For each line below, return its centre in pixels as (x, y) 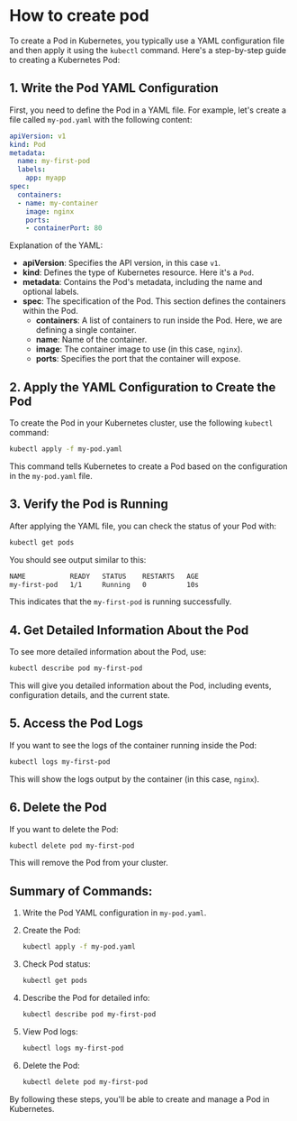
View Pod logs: (50, 1031)
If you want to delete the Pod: (64, 829)
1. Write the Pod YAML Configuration (114, 88)
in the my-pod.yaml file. (51, 475)
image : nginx (50, 211)
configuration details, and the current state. (90, 695)
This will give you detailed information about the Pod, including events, (140, 685)
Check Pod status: (57, 964)
